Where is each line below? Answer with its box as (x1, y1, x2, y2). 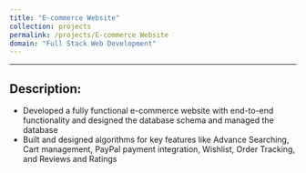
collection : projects (9, 22, 92, 31)
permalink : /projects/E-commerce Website (9, 30, 169, 39)
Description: (9, 81, 82, 97)
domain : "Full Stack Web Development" (9, 38, 157, 48)
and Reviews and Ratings (22, 154, 117, 165)
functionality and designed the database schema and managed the (22, 115, 275, 126)
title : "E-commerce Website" (9, 13, 120, 23)
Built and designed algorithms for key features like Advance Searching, (22, 134, 290, 146)
